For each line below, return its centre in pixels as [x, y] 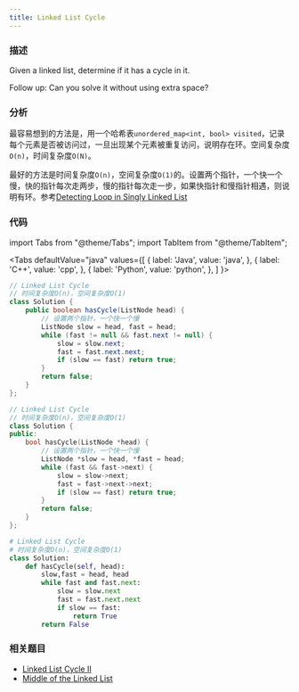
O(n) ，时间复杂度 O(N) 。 [53, 156]
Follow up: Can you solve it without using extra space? [109, 87]
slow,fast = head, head [85, 575]
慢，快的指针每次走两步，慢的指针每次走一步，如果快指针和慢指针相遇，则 [145, 186]
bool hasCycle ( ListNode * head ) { [87, 442]
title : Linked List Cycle [57, 17]
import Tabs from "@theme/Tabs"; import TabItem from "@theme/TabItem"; [148, 243]
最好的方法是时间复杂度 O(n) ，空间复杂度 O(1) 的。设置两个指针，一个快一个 [146, 175]
